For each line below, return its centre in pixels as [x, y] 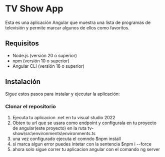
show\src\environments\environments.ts [54, 133]
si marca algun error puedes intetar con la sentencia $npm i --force [82, 144]
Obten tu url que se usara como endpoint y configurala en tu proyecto [84, 123]
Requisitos [22, 44]
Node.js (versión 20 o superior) [45, 55]
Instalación [23, 82]
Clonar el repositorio [30, 107]
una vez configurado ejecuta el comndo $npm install [66, 139]
